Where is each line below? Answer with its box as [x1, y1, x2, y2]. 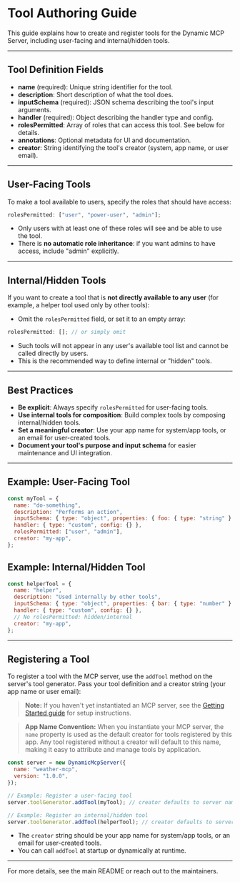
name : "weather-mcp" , [14, 766, 79, 773]
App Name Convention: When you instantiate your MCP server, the [24, 723, 224, 731]
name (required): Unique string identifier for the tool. [17, 82, 173, 91]
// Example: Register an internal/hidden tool [7, 811, 149, 819]
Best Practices [7, 384, 74, 396]
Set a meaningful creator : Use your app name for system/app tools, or [17, 425, 226, 434]
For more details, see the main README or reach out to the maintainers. [7, 867, 219, 876]
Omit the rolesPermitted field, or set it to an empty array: [17, 314, 186, 323]
